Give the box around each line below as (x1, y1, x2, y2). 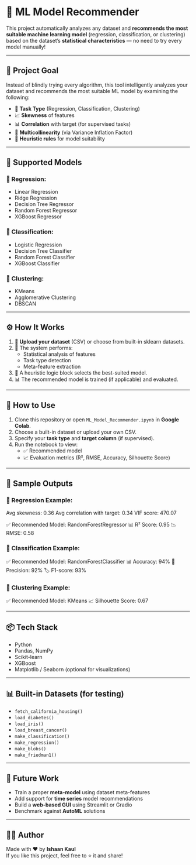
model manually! (6, 43, 46, 50)
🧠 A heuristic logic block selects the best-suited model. (14, 369, 148, 376)
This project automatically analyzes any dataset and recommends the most (6, 25, 188, 32)
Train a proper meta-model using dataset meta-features (14, 789, 150, 796)
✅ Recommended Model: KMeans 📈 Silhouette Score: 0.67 (6, 597, 149, 604)
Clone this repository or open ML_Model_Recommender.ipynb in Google (14, 416, 180, 423)
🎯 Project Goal (6, 66, 59, 75)
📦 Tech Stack (6, 623, 58, 633)
